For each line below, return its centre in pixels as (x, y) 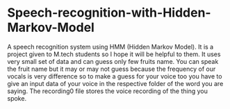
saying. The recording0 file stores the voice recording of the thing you (108, 91)
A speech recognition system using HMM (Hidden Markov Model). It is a (110, 47)
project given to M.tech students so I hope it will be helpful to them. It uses (114, 54)
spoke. (17, 98)
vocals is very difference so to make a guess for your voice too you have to (115, 76)
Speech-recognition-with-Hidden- (109, 13)
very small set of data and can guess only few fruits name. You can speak (113, 61)
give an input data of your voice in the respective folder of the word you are (115, 83)
